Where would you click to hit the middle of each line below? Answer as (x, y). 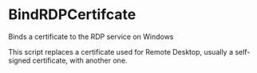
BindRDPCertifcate (72, 15)
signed (20, 60)
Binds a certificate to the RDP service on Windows (91, 36)
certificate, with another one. (80, 60)
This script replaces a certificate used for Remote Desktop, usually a (121, 52)
